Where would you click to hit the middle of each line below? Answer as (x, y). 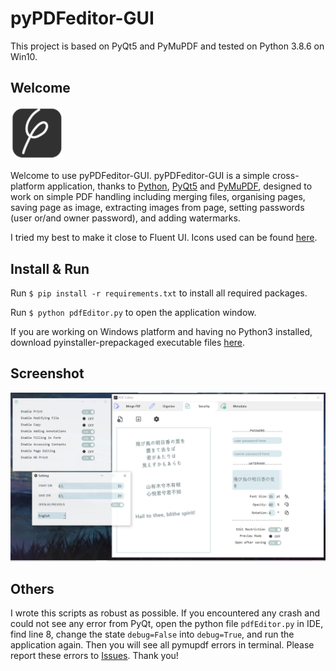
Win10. (24, 56)
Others (32, 588)
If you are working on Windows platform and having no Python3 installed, (161, 332)
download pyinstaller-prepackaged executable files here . (128, 343)
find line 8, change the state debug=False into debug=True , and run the (152, 634)
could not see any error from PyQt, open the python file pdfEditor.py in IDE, (167, 624)
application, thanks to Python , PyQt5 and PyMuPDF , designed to (179, 186)
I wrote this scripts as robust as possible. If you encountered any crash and (165, 613)
